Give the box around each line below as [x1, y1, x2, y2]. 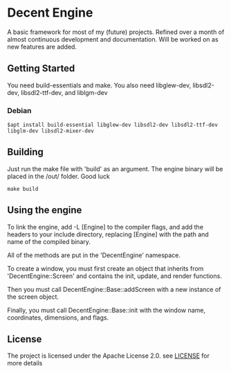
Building [7, 146, 44, 158]
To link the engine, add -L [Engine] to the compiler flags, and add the [7, 223, 204, 231]
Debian [7, 105, 32, 115]
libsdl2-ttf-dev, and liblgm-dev [20, 88, 109, 96]
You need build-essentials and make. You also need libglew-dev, [7, 81, 192, 89]
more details [7, 359, 43, 367]
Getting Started [7, 62, 75, 74]
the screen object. [7, 293, 59, 301]
